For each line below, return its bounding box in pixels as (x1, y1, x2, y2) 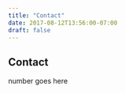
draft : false (8, 26, 51, 34)
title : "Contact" (8, 11, 65, 20)
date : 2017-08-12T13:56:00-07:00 (8, 19, 118, 27)
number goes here (8, 76, 68, 86)
